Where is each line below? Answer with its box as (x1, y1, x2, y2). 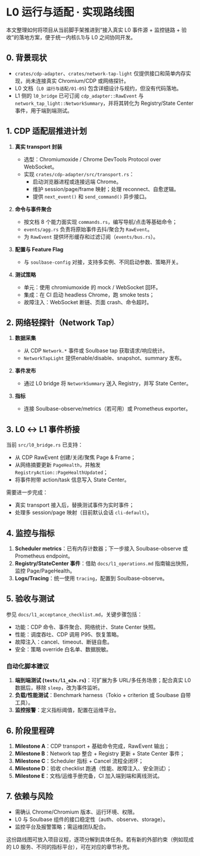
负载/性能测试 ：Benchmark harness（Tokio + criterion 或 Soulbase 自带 (14, 692, 191, 699)
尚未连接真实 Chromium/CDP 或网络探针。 (25, 77, 130, 84)
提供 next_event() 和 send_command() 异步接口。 (32, 193, 150, 200)
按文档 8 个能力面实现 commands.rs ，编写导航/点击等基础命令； (23, 218, 177, 225)
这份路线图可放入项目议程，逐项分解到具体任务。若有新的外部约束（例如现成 (6, 836, 194, 843)
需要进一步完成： (6, 489, 48, 496)
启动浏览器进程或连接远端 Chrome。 (32, 178, 122, 185)
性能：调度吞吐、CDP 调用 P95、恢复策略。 (14, 630, 122, 638)
